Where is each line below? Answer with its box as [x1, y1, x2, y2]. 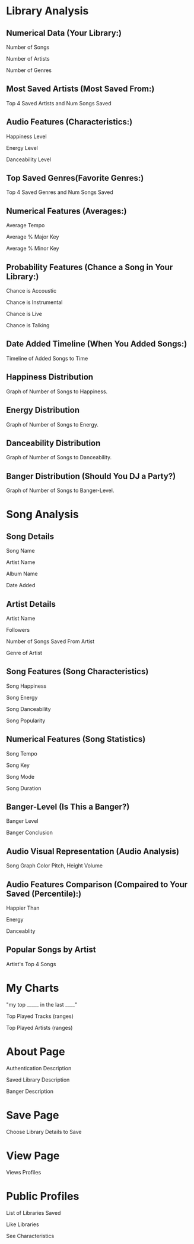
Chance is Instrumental [6, 299, 63, 306]
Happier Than [6, 904, 40, 911]
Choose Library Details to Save [6, 1128, 82, 1135]
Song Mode [6, 773, 34, 780]
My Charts [6, 982, 59, 995]
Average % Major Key [6, 233, 59, 240]
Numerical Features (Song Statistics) [6, 734, 146, 744]
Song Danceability [6, 705, 52, 712]
